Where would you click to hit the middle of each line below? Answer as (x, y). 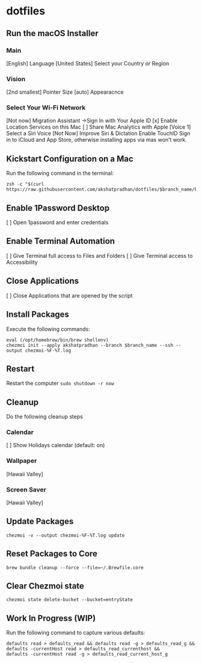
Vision (16, 79)
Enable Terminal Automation (61, 241)
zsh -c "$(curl (25, 185)
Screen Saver (26, 489)
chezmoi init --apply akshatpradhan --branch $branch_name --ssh (90, 345)
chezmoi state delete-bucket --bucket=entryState (70, 600)
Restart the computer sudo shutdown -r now (60, 383)
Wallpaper (22, 461)
